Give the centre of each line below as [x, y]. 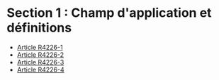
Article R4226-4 [40, 69]
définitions [39, 28]
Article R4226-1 [40, 47]
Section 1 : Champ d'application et [109, 13]
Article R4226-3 [40, 62]
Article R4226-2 [40, 55]
